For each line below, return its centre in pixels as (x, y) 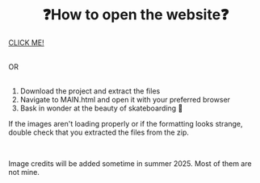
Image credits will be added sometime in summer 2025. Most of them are (130, 163)
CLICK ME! (26, 42)
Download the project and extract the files (90, 91)
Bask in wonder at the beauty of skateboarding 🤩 (101, 108)
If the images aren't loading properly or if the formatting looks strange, (126, 123)
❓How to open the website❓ (136, 15)
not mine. (24, 172)
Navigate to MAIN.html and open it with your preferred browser (125, 99)
